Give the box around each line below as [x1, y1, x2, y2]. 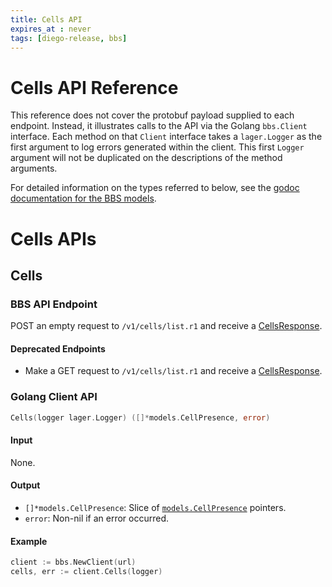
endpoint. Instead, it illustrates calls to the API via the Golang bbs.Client [10, 120, 308, 132]
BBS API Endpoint [10, 297, 98, 311]
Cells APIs [10, 227, 97, 250]
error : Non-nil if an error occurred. [24, 512, 170, 524]
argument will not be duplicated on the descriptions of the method [10, 152, 283, 164]
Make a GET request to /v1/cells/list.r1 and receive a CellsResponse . [24, 365, 323, 377]
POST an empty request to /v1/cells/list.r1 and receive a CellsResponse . [10, 320, 323, 332]
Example [10, 535, 48, 547]
